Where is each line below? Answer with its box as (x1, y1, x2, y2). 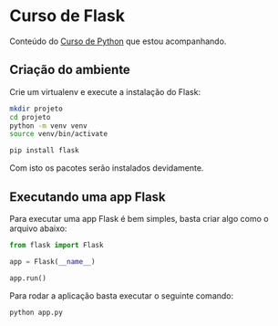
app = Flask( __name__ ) (9, 257, 96, 266)
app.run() (9, 273, 47, 283)
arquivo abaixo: (9, 223, 67, 234)
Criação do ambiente (9, 62, 130, 78)
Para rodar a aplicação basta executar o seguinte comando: (9, 289, 234, 301)
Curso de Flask (9, 5, 126, 26)
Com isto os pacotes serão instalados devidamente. (9, 163, 204, 174)
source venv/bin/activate (9, 130, 108, 139)
